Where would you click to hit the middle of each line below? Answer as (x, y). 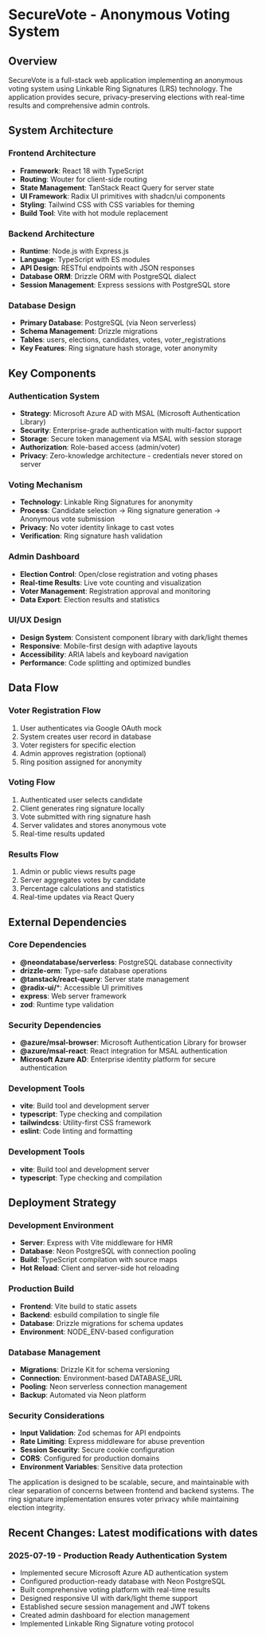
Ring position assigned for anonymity (81, 762)
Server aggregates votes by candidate (82, 880)
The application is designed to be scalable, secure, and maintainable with (129, 1482)
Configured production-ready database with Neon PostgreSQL (122, 1581)
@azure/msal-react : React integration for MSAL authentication (123, 1051)
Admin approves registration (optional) (83, 753)
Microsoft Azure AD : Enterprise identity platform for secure (118, 1059)
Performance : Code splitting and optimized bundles (105, 662)
